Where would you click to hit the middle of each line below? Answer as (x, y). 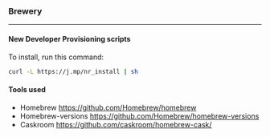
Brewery (25, 11)
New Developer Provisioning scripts (70, 38)
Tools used (27, 89)
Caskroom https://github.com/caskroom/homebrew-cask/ (116, 124)
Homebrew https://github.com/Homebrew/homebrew (108, 107)
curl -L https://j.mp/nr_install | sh (73, 71)
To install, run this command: (56, 57)
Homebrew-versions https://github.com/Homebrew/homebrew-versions (139, 116)
